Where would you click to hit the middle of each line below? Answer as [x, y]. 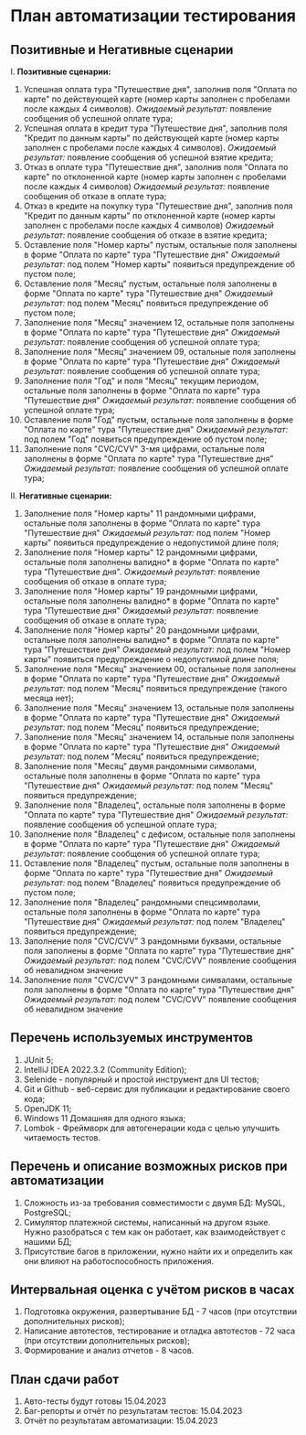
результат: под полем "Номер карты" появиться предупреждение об [159, 264]
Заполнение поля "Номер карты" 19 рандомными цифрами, [141, 591]
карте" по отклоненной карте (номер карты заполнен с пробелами [155, 177]
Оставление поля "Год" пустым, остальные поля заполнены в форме [158, 420]
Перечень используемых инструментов [132, 1038]
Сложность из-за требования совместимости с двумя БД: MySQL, [154, 1203]
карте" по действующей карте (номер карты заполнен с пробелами [157, 99]
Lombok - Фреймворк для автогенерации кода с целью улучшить [152, 1128]
